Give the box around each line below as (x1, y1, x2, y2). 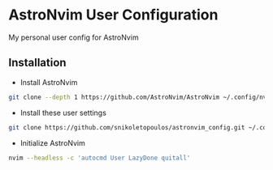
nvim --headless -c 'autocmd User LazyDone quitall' (8, 154, 191, 162)
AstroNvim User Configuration (8, 6, 219, 24)
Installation (8, 56, 67, 70)
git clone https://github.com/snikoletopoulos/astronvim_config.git (8, 123, 245, 131)
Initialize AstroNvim (19, 138, 85, 147)
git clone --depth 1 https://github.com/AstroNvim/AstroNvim (8, 93, 220, 101)
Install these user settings (19, 108, 107, 117)
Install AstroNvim (19, 77, 78, 87)
